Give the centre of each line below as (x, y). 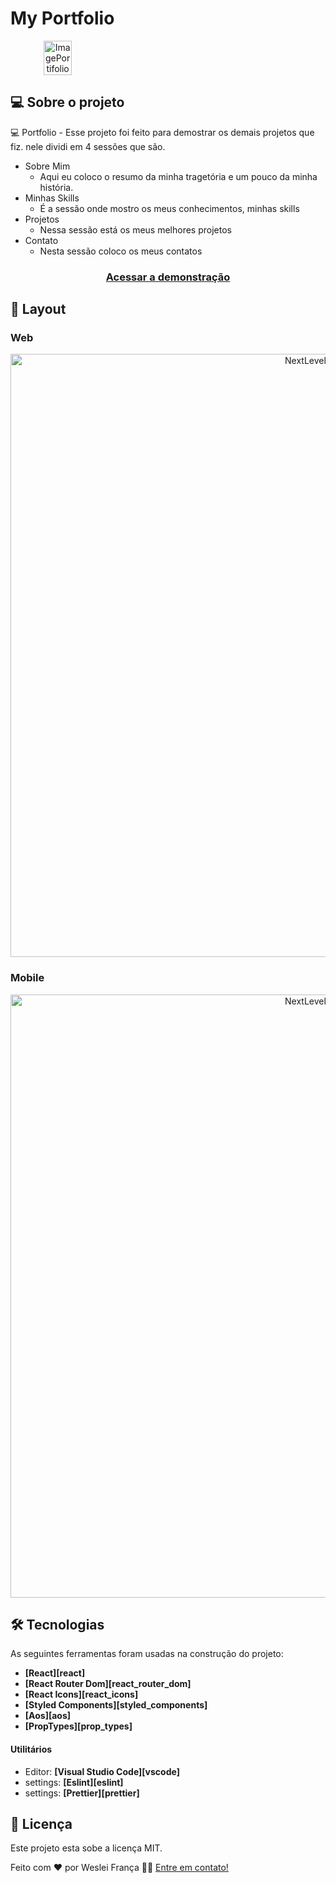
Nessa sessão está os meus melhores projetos (135, 229)
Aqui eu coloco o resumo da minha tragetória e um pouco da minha (178, 176)
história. (56, 187)
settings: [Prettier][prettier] (82, 1793)
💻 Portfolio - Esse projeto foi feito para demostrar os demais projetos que (162, 132)
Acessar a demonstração (168, 277)
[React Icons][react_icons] (81, 1694)
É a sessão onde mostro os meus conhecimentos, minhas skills (169, 208)
